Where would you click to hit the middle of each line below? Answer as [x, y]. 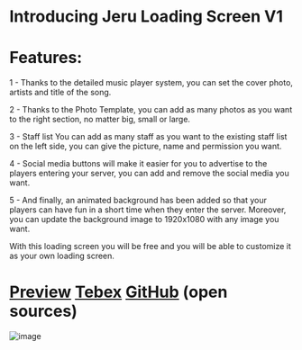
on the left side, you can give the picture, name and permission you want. [146, 147]
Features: [46, 58]
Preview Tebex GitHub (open [119, 292]
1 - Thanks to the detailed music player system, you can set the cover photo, [151, 83]
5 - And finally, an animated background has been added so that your [138, 201]
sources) [44, 311]
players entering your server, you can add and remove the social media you [150, 174]
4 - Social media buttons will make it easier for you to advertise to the [138, 164]
